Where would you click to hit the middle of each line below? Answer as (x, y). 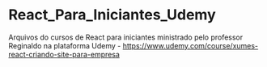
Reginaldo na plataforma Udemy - (65, 45)
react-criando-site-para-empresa (64, 54)
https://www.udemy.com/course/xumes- (191, 45)
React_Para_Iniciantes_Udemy (112, 15)
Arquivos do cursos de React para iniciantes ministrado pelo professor (126, 37)
